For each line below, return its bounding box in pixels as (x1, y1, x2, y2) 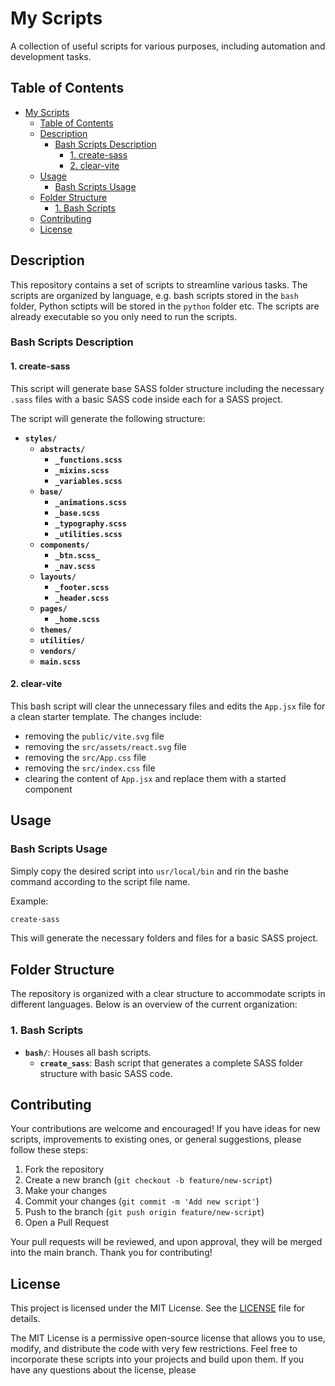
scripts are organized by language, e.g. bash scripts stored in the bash (10, 289, 299, 301)
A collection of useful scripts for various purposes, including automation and (10, 40, 326, 52)
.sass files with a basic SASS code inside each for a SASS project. (10, 393, 283, 405)
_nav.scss (54, 561, 96, 571)
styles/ (24, 433, 57, 444)
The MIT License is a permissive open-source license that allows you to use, (10, 1332, 326, 1344)
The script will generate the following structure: (10, 412, 206, 424)
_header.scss (54, 593, 110, 603)
